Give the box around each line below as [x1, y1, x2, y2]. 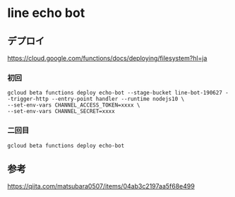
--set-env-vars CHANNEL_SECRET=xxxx [7, 108, 115, 115]
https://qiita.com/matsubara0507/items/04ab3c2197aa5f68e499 [7, 182, 195, 191]
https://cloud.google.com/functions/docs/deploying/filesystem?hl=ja [7, 54, 207, 62]
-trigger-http [7, 95, 49, 103]
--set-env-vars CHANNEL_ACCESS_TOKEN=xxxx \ [7, 102, 140, 109]
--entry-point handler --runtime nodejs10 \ [52, 95, 185, 103]
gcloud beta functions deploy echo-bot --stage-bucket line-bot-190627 [7, 90, 222, 97]
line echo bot [7, 5, 85, 21]
